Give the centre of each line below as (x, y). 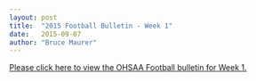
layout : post (33, 17)
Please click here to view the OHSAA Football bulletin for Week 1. (128, 68)
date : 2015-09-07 (45, 34)
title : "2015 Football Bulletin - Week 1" (91, 26)
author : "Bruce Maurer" (53, 42)
